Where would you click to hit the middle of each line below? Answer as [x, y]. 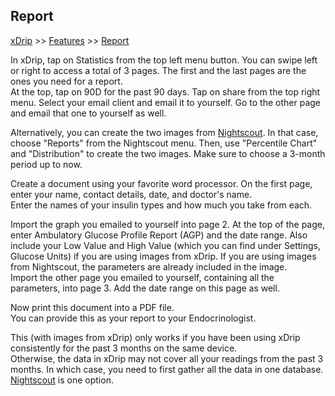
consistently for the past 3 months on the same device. [124, 348]
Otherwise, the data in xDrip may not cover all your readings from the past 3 [167, 358]
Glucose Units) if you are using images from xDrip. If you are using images [163, 256]
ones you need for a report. [66, 81]
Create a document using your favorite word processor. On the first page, [161, 183]
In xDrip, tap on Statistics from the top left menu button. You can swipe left [164, 60]
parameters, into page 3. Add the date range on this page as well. [145, 288]
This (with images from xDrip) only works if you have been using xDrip [155, 337]
